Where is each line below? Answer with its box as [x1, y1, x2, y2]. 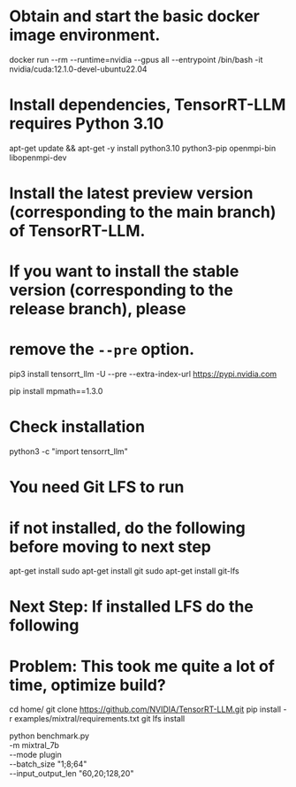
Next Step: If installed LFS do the [9, 597, 254, 617]
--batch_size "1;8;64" [9, 759, 87, 769]
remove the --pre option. [9, 339, 195, 359]
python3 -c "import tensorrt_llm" [9, 446, 128, 457]
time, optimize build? [9, 675, 166, 695]
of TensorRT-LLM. [9, 221, 146, 241]
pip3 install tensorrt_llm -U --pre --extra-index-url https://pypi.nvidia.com [9, 369, 277, 380]
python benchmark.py [9, 730, 90, 741]
